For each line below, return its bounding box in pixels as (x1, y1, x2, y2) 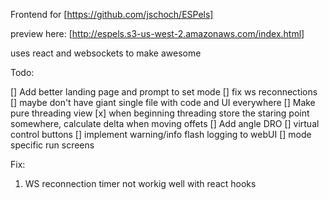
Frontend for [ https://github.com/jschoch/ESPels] (10, 9, 214, 20)
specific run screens (10, 139, 95, 151)
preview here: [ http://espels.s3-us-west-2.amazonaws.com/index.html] (10, 28, 305, 39)
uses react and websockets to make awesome (10, 47, 202, 59)
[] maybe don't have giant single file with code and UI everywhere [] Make (10, 97, 316, 108)
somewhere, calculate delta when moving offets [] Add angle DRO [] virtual (10, 118, 320, 129)
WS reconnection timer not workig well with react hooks (24, 178, 257, 189)
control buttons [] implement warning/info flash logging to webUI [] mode (10, 129, 312, 140)
